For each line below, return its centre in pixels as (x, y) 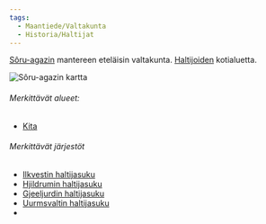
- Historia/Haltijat (56, 34)
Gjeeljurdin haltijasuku (63, 193)
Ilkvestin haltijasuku (59, 174)
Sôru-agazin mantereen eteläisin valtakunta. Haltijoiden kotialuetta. (133, 60)
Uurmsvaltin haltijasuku (66, 202)
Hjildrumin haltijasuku (62, 184)
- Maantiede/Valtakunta (62, 26)
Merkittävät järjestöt (47, 147)
